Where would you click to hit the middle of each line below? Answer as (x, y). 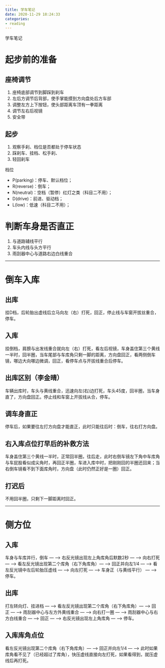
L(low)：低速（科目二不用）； (41, 205)
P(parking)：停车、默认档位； (42, 180)
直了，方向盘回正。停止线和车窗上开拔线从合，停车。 (59, 397)
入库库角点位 (25, 635)
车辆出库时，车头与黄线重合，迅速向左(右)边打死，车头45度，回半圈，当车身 (82, 391)
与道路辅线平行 (27, 241)
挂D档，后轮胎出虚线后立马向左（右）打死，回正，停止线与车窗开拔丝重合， (82, 312)
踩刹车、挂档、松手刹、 (36, 153)
